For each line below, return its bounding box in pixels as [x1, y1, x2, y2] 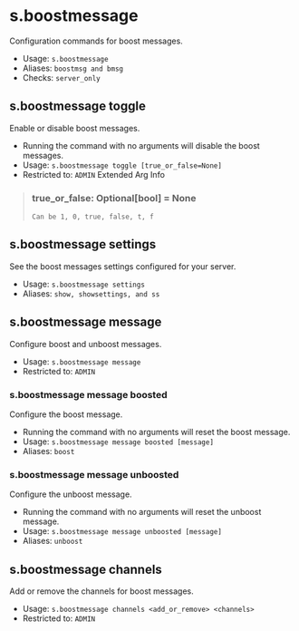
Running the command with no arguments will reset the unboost [22, 507, 262, 518]
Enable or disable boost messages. [9, 122, 140, 133]
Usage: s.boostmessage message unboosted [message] [22, 526, 222, 537]
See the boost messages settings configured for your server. [9, 260, 236, 272]
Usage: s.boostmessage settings [22, 278, 145, 289]
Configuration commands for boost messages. [9, 35, 183, 46]
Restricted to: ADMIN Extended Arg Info [22, 169, 166, 180]
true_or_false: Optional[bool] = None [31, 191, 197, 204]
